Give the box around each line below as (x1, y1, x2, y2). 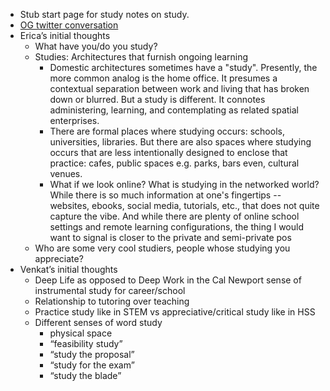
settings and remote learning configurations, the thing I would (49, 221, 304, 233)
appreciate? (34, 253, 84, 264)
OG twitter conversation (19, 19, 119, 31)
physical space (49, 327, 113, 339)
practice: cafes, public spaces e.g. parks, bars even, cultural (49, 157, 300, 169)
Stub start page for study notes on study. (19, 9, 190, 20)
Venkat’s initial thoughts (19, 264, 118, 275)
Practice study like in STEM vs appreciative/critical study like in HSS (34, 306, 316, 318)
